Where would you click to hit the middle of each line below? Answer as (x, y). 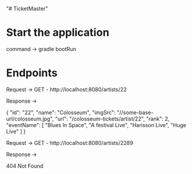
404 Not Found (25, 166)
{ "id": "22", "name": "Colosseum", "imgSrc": (61, 112)
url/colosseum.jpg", (30, 119)
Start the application (58, 33)
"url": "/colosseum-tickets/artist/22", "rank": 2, (112, 119)
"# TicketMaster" (27, 9)
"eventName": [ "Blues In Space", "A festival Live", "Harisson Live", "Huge (96, 125)
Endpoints (32, 73)
